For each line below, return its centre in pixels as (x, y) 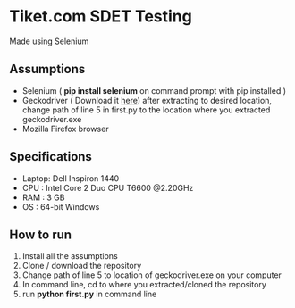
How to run (41, 234)
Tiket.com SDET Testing (101, 17)
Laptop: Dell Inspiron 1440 (71, 178)
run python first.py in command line (89, 294)
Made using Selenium (49, 41)
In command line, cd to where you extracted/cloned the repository (144, 285)
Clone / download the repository (81, 266)
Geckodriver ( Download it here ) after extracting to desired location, (147, 100)
